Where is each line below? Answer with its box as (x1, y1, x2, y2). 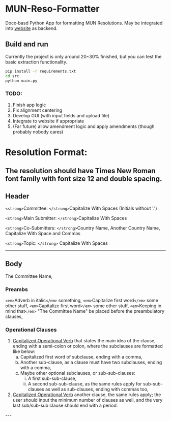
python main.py (5, 78, 38, 83)
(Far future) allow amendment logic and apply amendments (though (12, 123, 155, 129)
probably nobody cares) (12, 128, 64, 135)
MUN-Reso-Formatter (5, 3, 100, 15)
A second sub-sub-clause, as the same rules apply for (27, 381, 142, 387)
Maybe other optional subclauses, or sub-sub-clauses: (20, 370, 136, 376)
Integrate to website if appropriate (12, 118, 84, 124)
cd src (5, 73, 19, 79)
